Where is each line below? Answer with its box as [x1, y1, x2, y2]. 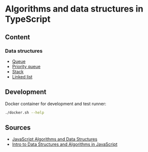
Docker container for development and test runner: [5, 101, 106, 106]
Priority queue [12, 63, 41, 69]
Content [5, 33, 30, 41]
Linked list [12, 74, 33, 79]
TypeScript [5, 14, 51, 25]
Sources [5, 123, 31, 132]
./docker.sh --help [5, 110, 44, 115]
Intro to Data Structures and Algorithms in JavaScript [12, 141, 118, 147]
